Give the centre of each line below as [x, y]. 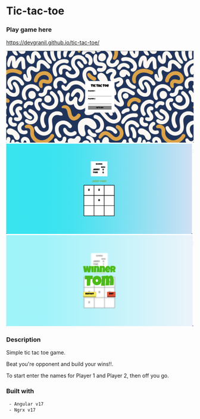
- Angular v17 [26, 404]
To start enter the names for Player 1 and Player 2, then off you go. [87, 376]
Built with [20, 391]
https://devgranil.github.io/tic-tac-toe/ [53, 42]
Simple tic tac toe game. [36, 353]
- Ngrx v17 [22, 410]
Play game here [29, 30]
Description [24, 340]
